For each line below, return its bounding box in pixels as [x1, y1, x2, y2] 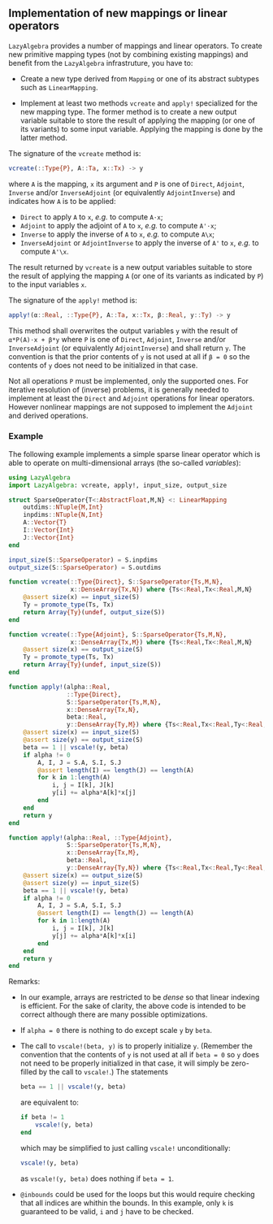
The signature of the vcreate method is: [8, 148, 141, 158]
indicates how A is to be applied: [8, 196, 116, 206]
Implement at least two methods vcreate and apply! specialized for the [19, 98, 258, 108]
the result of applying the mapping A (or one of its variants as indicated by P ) [8, 271, 264, 280]
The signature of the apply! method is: [8, 295, 138, 305]
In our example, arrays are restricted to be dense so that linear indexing [19, 992, 260, 1002]
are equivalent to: [19, 1097, 80, 1108]
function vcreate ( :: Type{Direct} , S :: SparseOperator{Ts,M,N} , [8, 578, 223, 586]
